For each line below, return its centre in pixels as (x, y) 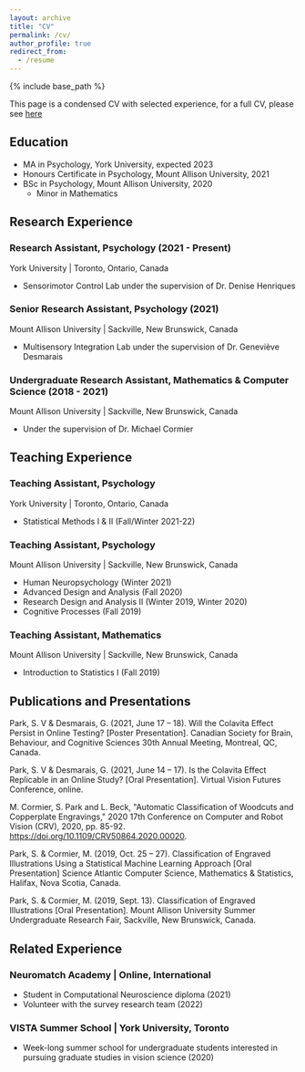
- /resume (36, 60)
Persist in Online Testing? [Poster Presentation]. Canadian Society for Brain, (152, 733)
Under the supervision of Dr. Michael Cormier (108, 429)
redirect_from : (38, 52)
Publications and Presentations (100, 701)
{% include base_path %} (57, 86)
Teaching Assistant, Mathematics (86, 635)
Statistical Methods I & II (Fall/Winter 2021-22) (109, 521)
